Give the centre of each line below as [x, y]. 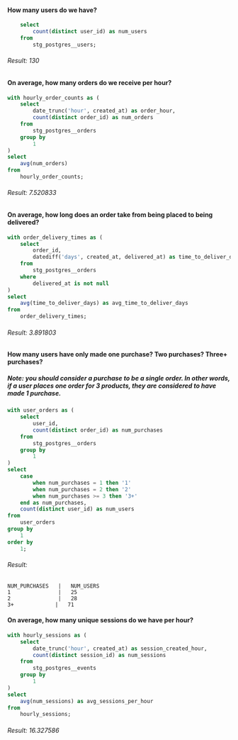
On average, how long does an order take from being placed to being [110, 215]
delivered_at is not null [71, 284]
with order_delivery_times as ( [55, 237]
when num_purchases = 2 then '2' [82, 489]
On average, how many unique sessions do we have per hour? [100, 620]
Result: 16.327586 [33, 730]
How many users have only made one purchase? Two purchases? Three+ [118, 354]
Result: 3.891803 [32, 332]
